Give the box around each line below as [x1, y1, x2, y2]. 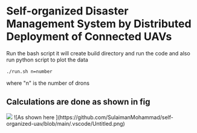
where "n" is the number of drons [6, 79, 89, 87]
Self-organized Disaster [6, 4, 129, 18]
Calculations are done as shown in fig [6, 97, 150, 107]
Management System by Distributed [6, 17, 192, 31]
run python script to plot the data [6, 56, 89, 63]
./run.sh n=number [6, 68, 53, 75]
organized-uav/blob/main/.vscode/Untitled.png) [6, 120, 125, 127]
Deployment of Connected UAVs [6, 30, 172, 43]
